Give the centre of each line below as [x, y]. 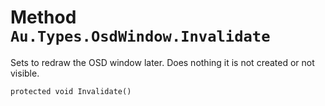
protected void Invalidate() [71, 91]
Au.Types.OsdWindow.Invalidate [140, 36]
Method [43, 17]
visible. [25, 73]
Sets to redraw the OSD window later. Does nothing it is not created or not [162, 62]
